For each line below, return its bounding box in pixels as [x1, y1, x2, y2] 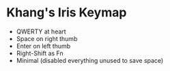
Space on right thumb [16, 34, 78, 42]
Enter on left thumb [16, 42, 71, 50]
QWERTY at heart [16, 27, 66, 35]
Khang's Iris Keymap [6, 5, 127, 20]
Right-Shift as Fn [16, 49, 63, 57]
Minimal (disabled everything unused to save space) [16, 56, 164, 64]
